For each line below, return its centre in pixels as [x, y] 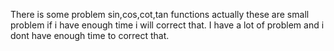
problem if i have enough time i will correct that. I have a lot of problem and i [167, 25]
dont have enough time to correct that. [90, 35]
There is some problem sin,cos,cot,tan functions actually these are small [160, 14]
